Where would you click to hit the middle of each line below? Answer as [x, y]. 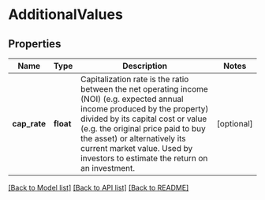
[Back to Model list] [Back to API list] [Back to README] [99, 188]
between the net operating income [144, 89]
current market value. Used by [136, 148]
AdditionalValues [66, 15]
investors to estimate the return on [144, 158]
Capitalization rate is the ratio [134, 79]
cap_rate [29, 124]
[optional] [235, 124]
